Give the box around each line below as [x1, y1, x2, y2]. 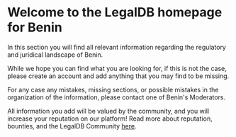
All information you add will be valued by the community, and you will [7, 106, 210, 115]
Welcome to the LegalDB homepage [7, 4, 223, 21]
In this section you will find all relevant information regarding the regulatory [7, 43, 227, 51]
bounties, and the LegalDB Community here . [7, 121, 137, 130]
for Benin [7, 19, 62, 35]
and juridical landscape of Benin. [7, 50, 103, 59]
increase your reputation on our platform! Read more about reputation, [7, 114, 213, 123]
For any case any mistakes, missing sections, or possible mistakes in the [7, 85, 219, 94]
